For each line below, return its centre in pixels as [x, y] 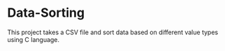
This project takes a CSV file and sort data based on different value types [113, 32]
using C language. [34, 39]
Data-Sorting [46, 13]
